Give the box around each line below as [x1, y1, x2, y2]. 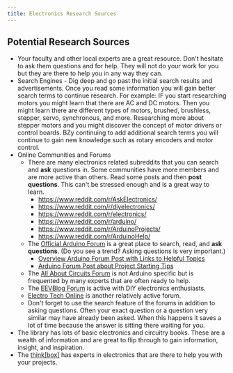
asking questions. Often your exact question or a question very [27, 306, 209, 314]
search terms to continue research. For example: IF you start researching [17, 91, 227, 100]
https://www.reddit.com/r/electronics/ [38, 210, 147, 218]
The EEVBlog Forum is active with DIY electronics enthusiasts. [27, 284, 207, 293]
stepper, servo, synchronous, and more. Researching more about [17, 114, 204, 122]
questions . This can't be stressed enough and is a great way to [27, 181, 210, 189]
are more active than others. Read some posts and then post [27, 173, 202, 181]
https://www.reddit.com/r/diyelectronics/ [38, 203, 155, 211]
